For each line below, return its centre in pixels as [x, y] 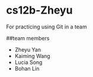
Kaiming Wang [32, 56]
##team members [28, 38]
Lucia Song [28, 62]
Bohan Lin [27, 68]
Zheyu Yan [28, 49]
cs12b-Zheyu [39, 10]
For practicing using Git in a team [46, 27]
